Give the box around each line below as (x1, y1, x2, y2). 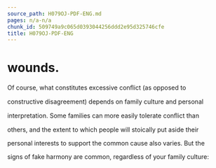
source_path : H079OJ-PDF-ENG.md (7, 10, 102, 17)
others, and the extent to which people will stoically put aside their (7, 125, 199, 134)
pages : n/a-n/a (7, 17, 52, 24)
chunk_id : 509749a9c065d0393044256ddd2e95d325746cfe (7, 23, 165, 30)
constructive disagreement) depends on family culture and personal (7, 97, 204, 106)
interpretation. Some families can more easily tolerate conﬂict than (7, 111, 200, 120)
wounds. (7, 60, 60, 76)
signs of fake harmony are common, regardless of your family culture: (7, 153, 209, 161)
